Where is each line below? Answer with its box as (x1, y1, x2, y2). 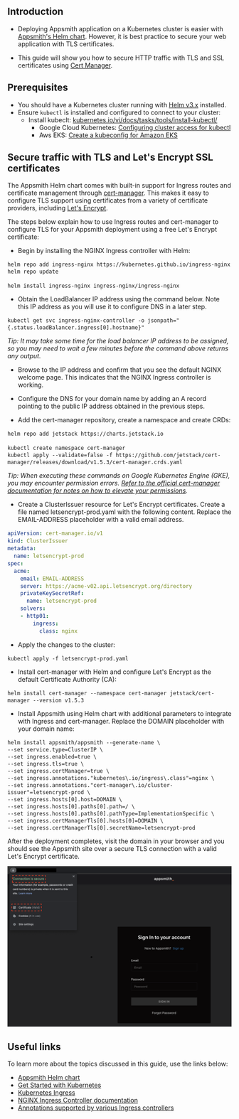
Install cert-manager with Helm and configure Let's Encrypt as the (17, 668, 212, 676)
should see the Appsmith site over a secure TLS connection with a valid (7, 844, 217, 852)
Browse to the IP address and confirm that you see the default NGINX (17, 365, 222, 374)
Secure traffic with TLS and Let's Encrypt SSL (7, 151, 213, 164)
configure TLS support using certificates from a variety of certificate (7, 196, 208, 205)
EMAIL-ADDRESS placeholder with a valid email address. (17, 515, 184, 524)
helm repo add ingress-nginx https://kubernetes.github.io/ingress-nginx (7, 261, 231, 269)
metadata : (7, 545, 37, 552)
